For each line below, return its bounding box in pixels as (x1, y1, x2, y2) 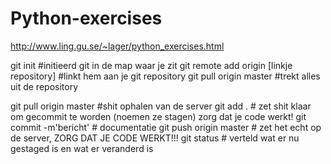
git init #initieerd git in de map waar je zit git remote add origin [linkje (10, 59, 293, 71)
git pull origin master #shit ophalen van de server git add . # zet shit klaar (10, 100, 312, 112)
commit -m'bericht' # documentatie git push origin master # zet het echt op (10, 121, 322, 133)
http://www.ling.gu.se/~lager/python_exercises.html (10, 40, 225, 52)
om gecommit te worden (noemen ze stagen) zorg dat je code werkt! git (10, 110, 307, 122)
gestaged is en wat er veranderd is (10, 142, 154, 154)
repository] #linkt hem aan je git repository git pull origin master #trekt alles (10, 70, 321, 82)
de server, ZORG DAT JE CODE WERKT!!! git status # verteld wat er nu (10, 132, 300, 144)
